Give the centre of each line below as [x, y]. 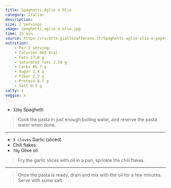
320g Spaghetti [28, 110]
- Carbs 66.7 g [31, 67]
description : [19, 19]
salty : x [15, 90]
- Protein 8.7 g [32, 81]
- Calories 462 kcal [36, 52]
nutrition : [17, 43]
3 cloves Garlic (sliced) [37, 140]
